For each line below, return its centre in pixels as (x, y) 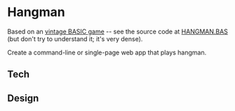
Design (23, 98)
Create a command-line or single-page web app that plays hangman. (107, 52)
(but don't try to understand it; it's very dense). (75, 38)
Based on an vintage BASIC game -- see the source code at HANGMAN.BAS (117, 31)
